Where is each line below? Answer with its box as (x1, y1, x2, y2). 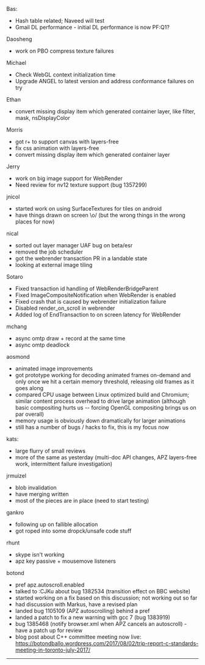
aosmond (6, 353, 31, 360)
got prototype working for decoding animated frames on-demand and (15, 372, 191, 378)
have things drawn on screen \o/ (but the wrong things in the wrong (15, 211, 186, 219)
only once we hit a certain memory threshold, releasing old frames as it (15, 378, 194, 385)
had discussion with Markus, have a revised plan (15, 601, 138, 608)
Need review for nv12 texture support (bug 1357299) (15, 181, 148, 189)
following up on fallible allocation (15, 520, 98, 528)
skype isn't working (15, 551, 65, 558)
